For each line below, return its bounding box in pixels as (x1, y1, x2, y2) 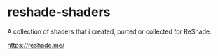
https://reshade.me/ (7, 41, 65, 49)
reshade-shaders (7, 4, 111, 20)
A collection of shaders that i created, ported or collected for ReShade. (7, 27, 212, 36)
